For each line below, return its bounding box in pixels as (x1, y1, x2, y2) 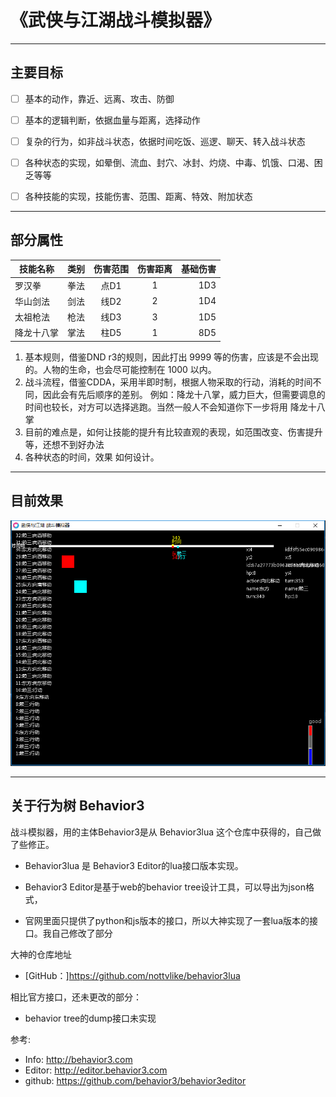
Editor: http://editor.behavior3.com (24, 1064, 168, 1076)
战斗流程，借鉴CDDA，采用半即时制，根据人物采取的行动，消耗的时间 (24, 376, 313, 388)
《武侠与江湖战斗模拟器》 (10, 9, 222, 32)
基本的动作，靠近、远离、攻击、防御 (24, 92, 175, 105)
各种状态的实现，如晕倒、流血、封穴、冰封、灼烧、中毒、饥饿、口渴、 (24, 156, 315, 168)
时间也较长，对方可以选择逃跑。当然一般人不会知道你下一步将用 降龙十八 (24, 401, 326, 413)
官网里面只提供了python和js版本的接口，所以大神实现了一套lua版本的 (24, 914, 310, 926)
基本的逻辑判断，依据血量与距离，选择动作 (24, 114, 201, 126)
